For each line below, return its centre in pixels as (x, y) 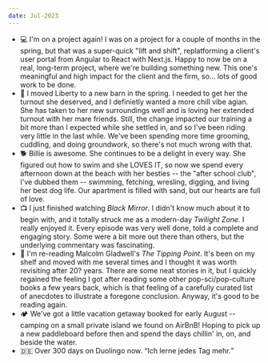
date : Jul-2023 (34, 16)
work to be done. (48, 84)
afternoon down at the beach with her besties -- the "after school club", (138, 173)
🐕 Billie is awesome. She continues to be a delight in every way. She (133, 153)
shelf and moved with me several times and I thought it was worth (128, 262)
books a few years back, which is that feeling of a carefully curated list (136, 287)
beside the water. (48, 342)
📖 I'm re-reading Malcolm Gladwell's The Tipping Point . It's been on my (137, 253)
